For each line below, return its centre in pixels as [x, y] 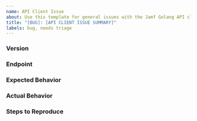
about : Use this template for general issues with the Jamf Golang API [95, 17]
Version [18, 49]
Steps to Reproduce [35, 111]
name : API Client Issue [35, 11]
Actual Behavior [29, 96]
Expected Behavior [34, 80]
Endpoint [19, 64]
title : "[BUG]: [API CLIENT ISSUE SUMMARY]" [61, 22]
